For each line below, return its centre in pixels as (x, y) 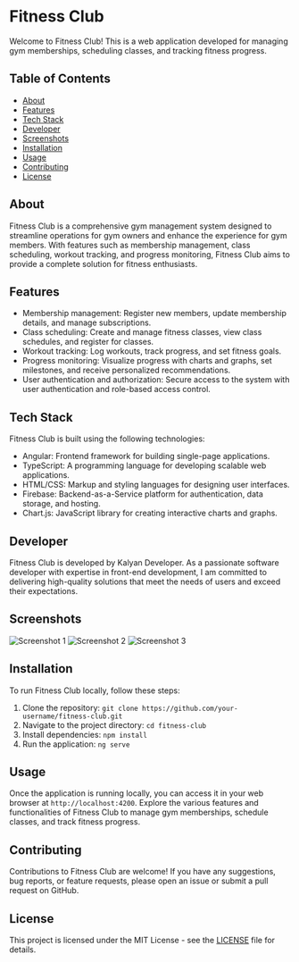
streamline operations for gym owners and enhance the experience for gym (148, 235)
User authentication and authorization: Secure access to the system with (156, 380)
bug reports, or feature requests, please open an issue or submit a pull (139, 881)
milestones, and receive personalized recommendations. (126, 370)
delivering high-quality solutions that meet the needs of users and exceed (145, 581)
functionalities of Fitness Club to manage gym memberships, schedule (139, 812)
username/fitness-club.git (72, 716)
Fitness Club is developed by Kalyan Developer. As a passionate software (144, 563)
